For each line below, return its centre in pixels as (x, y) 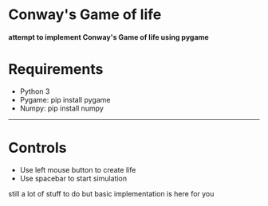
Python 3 (35, 91)
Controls (37, 148)
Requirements (56, 69)
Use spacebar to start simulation (73, 178)
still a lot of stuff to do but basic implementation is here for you (111, 193)
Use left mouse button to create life (78, 169)
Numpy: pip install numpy (61, 108)
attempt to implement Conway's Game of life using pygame (108, 37)
